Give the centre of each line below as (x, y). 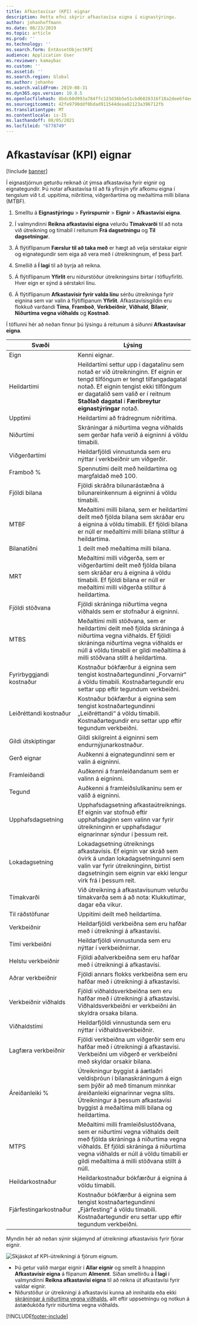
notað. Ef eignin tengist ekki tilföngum (130, 386)
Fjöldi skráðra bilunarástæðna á (121, 485)
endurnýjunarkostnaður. (111, 745)
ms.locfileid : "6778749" (36, 126)
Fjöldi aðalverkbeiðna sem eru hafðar (129, 957)
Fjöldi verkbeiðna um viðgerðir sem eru (131, 1039)
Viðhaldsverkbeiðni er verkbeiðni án (127, 1005)
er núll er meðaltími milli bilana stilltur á (131, 531)
